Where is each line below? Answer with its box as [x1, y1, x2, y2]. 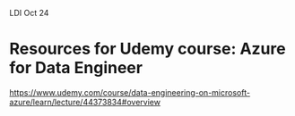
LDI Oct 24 [9, 8, 49, 18]
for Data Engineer [9, 58, 143, 79]
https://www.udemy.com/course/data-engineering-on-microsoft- [9, 87, 251, 97]
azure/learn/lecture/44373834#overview [9, 96, 161, 107]
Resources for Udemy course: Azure [9, 39, 286, 59]
